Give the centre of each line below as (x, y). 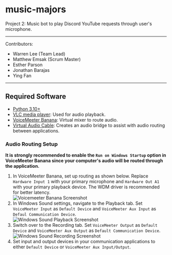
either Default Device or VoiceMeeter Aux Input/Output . (72, 247)
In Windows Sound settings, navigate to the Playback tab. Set (78, 203)
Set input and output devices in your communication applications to (84, 242)
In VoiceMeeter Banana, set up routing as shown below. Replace (80, 176)
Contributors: (19, 44)
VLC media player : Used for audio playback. (59, 114)
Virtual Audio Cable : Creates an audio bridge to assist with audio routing (89, 125)
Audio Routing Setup (31, 144)
